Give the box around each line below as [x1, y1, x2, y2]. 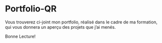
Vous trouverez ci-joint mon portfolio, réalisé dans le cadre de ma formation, [5, 19, 158, 25]
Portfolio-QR [5, 3, 57, 14]
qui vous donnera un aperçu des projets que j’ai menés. [5, 24, 116, 30]
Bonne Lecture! [5, 33, 36, 39]
